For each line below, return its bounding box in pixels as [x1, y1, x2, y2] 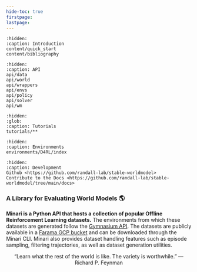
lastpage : [6, 19, 31, 25]
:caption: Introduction [6, 41, 65, 47]
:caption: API [6, 67, 41, 73]
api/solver [6, 98, 33, 104]
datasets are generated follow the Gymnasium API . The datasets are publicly [6, 222, 192, 230]
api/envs [6, 87, 28, 93]
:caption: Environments [6, 144, 65, 150]
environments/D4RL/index [6, 149, 67, 155]
